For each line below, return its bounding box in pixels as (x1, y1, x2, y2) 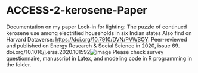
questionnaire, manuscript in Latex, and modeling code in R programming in (6, 55, 193, 62)
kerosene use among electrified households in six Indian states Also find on (6, 29, 192, 36)
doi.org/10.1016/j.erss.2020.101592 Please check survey (6, 48, 164, 55)
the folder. (6, 61, 32, 68)
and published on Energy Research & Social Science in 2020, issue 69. (6, 42, 180, 49)
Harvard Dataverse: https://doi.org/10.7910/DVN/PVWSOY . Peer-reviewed (6, 36, 187, 43)
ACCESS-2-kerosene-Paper (6, 4, 147, 17)
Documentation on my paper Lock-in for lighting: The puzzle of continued (6, 23, 187, 30)
